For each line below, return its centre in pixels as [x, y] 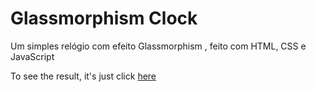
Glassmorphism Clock [104, 18]
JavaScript [32, 56]
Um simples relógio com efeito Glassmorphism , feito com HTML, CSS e [158, 46]
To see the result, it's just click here [83, 76]
